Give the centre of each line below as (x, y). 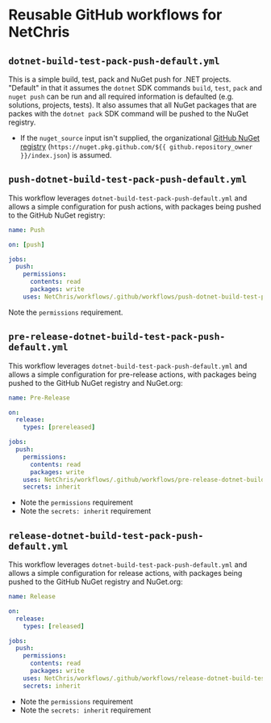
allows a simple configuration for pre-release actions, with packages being (132, 374)
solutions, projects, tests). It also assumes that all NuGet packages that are (133, 105)
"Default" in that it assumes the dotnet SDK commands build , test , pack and (135, 88)
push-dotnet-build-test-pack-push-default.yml (128, 180)
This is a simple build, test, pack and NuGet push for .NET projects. (120, 79)
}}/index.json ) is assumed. (66, 155)
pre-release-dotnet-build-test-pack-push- (117, 337)
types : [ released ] (54, 626)
